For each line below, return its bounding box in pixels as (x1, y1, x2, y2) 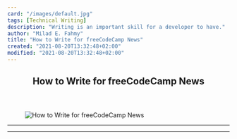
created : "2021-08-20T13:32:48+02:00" (7, 43, 121, 50)
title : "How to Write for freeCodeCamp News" (7, 37, 143, 44)
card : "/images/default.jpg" (7, 10, 93, 18)
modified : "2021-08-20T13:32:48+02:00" (7, 50, 125, 57)
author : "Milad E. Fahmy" (7, 29, 83, 37)
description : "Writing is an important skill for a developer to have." (7, 23, 226, 30)
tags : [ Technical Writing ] (7, 17, 87, 24)
